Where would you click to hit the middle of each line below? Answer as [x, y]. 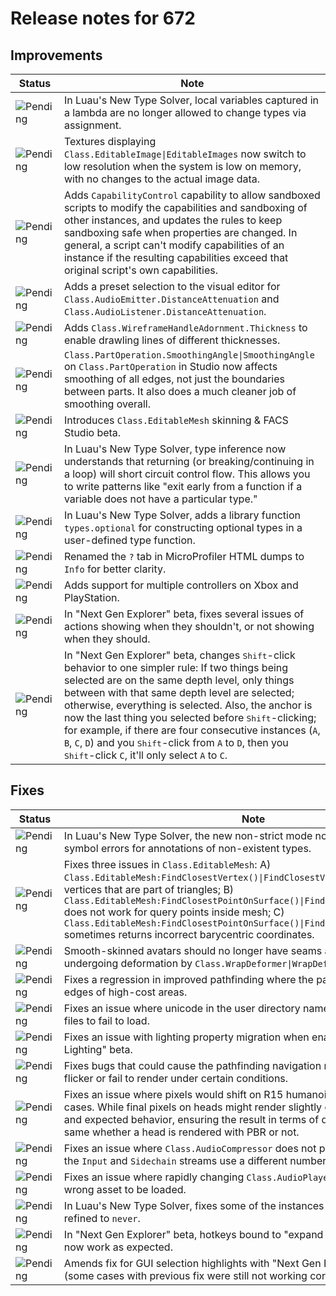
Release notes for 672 [103, 18]
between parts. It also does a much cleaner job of [180, 391]
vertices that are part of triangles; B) [149, 889]
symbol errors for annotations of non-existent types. [187, 848]
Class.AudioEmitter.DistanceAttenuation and [171, 299]
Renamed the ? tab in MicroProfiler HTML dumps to [184, 556]
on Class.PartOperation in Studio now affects [170, 366]
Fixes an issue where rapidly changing [154, 1177]
